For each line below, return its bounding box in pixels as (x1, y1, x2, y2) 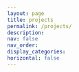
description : (7, 29, 45, 36)
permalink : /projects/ (7, 23, 72, 29)
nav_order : (7, 42, 38, 49)
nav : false (7, 36, 38, 43)
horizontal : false (7, 55, 60, 62)
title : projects (7, 16, 54, 23)
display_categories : (7, 49, 67, 56)
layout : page (7, 10, 45, 17)
